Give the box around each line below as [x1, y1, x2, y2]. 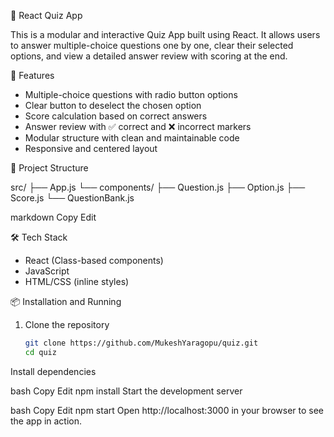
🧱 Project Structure [10, 162, 89, 174]
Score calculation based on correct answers [24, 110, 208, 122]
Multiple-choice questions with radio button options [24, 89, 238, 100]
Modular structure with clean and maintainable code [24, 132, 240, 144]
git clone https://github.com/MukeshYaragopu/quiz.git [24, 338, 259, 348]
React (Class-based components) [24, 255, 164, 266]
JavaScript [24, 265, 70, 277]
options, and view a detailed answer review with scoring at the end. [10, 50, 288, 62]
